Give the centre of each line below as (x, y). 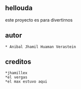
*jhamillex (16, 73)
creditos (18, 62)
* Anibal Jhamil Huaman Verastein (41, 47)
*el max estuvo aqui (26, 82)
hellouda (19, 8)
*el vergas (16, 77)
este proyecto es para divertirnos (39, 20)
